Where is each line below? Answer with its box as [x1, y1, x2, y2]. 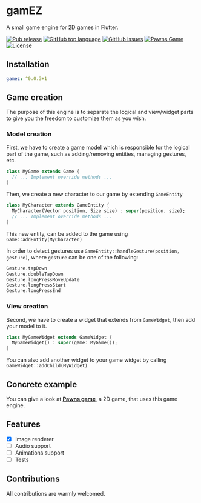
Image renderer [15, 435, 54, 442]
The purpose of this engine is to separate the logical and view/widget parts [6, 108, 194, 116]
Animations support [15, 449, 65, 456]
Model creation [6, 130, 52, 138]
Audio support [15, 442, 51, 449]
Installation [6, 59, 50, 70]
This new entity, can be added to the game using [6, 230, 128, 237]
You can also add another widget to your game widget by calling [6, 356, 167, 364]
